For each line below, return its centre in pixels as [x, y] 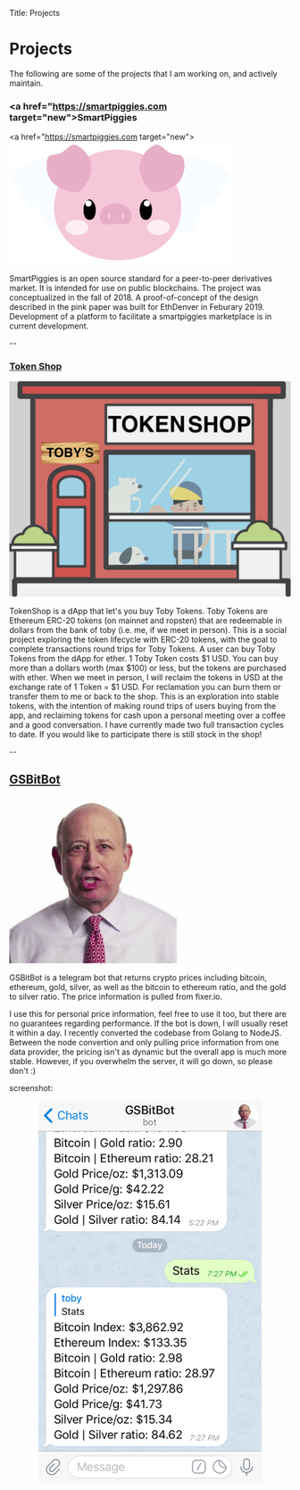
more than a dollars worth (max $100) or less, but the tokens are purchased [148, 668]
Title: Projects [35, 13]
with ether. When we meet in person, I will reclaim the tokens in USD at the [146, 677]
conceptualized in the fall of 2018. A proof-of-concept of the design [134, 297]
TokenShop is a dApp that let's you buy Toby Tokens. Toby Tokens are [138, 611]
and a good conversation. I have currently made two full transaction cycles [146, 724]
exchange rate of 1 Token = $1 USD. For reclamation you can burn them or [145, 687]
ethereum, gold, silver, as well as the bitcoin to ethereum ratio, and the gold [148, 987]
